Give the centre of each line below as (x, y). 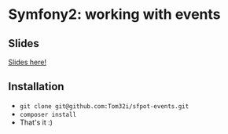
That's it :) (36, 122)
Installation (36, 87)
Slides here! (28, 62)
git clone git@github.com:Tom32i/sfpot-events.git (104, 106)
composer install (48, 114)
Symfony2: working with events (114, 14)
